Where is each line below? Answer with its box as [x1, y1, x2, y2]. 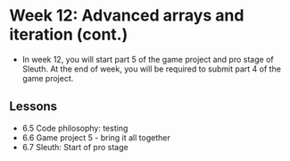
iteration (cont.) [9, 24, 128, 45]
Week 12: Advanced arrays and [9, 5, 244, 26]
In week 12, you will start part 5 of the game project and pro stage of [21, 54, 274, 64]
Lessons [9, 99, 58, 114]
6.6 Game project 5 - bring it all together [21, 131, 171, 143]
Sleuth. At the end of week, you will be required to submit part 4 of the [21, 64, 281, 74]
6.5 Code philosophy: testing [21, 123, 128, 133]
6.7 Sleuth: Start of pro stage [21, 141, 128, 152]
